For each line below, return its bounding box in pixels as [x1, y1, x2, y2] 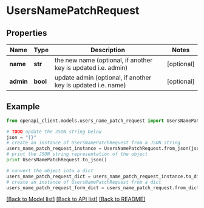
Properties [6, 28, 47, 38]
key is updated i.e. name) [54, 81, 126, 89]
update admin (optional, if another [54, 73, 152, 82]
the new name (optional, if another [54, 56, 153, 64]
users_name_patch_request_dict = [6, 173, 91, 179]
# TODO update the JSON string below [6, 129, 102, 135]
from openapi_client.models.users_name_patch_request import [6, 118, 165, 124]
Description [90, 46, 126, 54]
